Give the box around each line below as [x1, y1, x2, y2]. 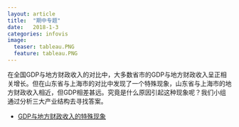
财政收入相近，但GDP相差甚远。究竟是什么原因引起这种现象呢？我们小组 [13, 88, 226, 96]
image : [7, 37, 27, 44]
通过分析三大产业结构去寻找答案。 [7, 96, 107, 105]
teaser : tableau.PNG [14, 43, 75, 50]
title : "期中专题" [7, 17, 61, 24]
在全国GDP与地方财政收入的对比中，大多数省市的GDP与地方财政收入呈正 [7, 70, 221, 79]
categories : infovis [7, 30, 69, 38]
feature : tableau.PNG [14, 50, 78, 57]
